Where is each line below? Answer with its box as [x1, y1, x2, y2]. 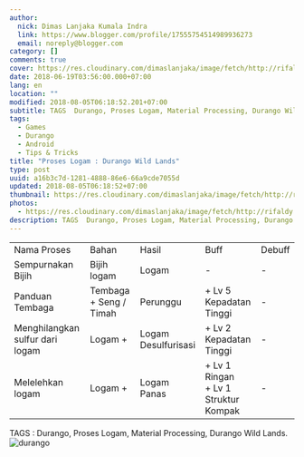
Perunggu [139, 296, 183, 308]
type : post [9, 165, 51, 174]
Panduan [14, 289, 52, 302]
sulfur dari [14, 333, 58, 345]
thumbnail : [9, 190, 51, 199]
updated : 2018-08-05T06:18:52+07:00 [9, 182, 147, 191]
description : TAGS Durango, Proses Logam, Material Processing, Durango [9, 215, 294, 225]
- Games [17, 123, 47, 132]
